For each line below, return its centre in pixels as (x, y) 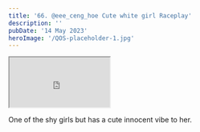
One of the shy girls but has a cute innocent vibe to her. (100, 120)
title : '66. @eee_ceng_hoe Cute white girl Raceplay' (100, 16)
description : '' (35, 23)
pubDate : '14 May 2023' (48, 30)
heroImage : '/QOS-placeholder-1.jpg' (71, 38)
